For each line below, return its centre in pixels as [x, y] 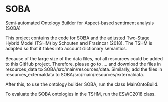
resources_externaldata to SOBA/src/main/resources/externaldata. [75, 74]
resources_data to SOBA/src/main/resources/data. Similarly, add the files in [84, 69]
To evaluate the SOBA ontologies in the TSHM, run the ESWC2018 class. [80, 94]
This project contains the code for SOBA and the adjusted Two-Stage [77, 38]
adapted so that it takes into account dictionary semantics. [66, 48]
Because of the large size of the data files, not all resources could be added [84, 58]
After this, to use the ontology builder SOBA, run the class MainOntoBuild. [82, 84]
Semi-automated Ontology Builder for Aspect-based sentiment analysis [80, 23]
